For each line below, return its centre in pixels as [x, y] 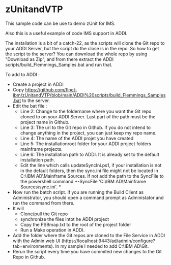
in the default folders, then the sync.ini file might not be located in [89, 171]
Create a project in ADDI [38, 84]
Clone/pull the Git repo [44, 214]
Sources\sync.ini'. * [40, 187]
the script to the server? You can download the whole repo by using [76, 54]
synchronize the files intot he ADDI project [65, 219]
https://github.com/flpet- [51, 89]
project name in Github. [45, 122]
